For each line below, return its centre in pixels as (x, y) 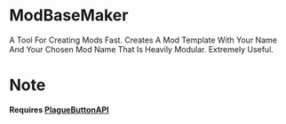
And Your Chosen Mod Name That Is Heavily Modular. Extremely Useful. (141, 49)
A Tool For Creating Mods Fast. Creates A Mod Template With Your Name (143, 40)
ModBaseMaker (69, 15)
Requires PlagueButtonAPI (59, 109)
